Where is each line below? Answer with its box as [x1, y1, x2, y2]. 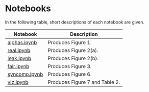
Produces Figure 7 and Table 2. [48, 79, 120, 86]
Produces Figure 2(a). [48, 47, 99, 54]
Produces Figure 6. [48, 70, 92, 77]
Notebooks [5, 3, 51, 14]
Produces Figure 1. [48, 39, 92, 46]
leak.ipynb [7, 55, 32, 62]
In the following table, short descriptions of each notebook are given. [5, 19, 145, 25]
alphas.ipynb [7, 39, 37, 46]
